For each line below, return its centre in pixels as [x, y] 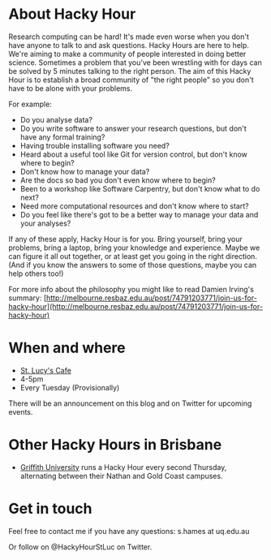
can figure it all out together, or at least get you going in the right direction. [133, 256]
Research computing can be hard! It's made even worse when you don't [129, 37]
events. [21, 411]
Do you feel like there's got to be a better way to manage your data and [139, 214]
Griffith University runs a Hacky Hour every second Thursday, [123, 467]
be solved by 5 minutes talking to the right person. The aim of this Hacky [130, 71]
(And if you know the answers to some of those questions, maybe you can [133, 265]
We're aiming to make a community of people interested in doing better [127, 54]
